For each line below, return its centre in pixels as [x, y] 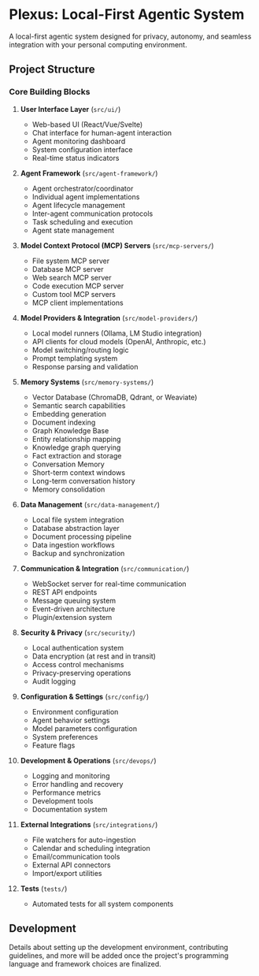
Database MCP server [68, 269]
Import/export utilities [67, 873]
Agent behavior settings [71, 720]
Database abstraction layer [76, 528]
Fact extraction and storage [77, 455]
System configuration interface [82, 149]
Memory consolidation [68, 489]
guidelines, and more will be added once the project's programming [119, 956]
